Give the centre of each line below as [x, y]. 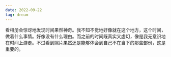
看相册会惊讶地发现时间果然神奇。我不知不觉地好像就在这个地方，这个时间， [85, 30]
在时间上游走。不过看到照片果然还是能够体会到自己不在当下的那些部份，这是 [85, 42]
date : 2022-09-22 [24, 10]
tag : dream [17, 15]
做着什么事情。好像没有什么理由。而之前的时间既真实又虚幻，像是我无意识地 [85, 36]
